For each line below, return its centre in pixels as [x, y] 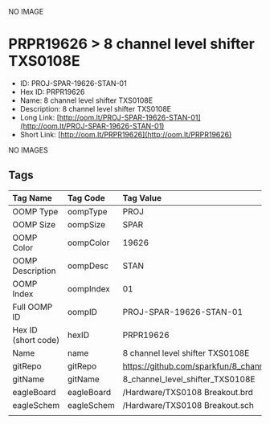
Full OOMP [33, 307]
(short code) [36, 340]
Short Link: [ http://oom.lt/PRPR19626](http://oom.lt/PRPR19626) [126, 134]
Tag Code [86, 198]
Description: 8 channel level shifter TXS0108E [96, 108]
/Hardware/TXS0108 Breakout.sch [188, 405]
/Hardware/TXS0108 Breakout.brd [188, 392]
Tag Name [32, 198]
